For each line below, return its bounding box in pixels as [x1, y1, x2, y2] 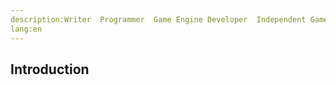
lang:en [10, 24, 43, 34]
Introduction [10, 61, 90, 78]
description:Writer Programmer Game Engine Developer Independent [10, 14, 307, 25]
